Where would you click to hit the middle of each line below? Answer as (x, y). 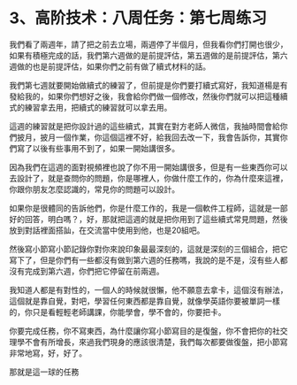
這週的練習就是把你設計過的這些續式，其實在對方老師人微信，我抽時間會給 (145, 126)
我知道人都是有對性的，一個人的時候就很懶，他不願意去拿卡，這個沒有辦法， (148, 289)
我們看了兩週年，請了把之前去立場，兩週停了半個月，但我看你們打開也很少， (148, 44)
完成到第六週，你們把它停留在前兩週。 (94, 271)
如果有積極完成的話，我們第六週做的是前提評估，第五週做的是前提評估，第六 (148, 55)
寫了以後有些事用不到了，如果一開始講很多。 (98, 148)
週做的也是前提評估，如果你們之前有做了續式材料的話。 (110, 66)
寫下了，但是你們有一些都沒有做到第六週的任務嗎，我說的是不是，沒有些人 (145, 260)
